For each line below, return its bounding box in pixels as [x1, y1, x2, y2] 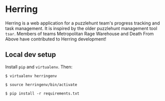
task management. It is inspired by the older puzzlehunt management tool [5, 25, 157, 31]
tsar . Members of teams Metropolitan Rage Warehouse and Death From [5, 30, 154, 36]
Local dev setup [5, 50, 56, 59]
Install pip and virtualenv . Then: [5, 63, 73, 69]
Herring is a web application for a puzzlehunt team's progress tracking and [5, 20, 160, 26]
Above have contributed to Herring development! [5, 36, 106, 42]
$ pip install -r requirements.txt [5, 91, 80, 96]
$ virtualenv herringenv [5, 73, 57, 78]
